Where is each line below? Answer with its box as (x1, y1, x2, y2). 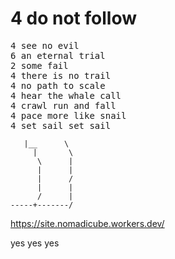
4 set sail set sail (10, 120, 112, 131)
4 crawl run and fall (10, 100, 117, 111)
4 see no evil (10, 40, 80, 51)
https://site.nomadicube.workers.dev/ (10, 217, 165, 229)
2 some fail (10, 60, 69, 71)
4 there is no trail (10, 70, 112, 81)
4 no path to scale (10, 80, 106, 91)
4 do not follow (10, 7, 137, 30)
